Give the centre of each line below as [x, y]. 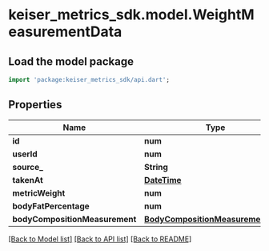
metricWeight [39, 192]
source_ [28, 167]
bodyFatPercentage [51, 206]
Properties [35, 105]
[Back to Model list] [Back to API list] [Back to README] [100, 239]
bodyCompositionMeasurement [74, 219]
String [156, 167]
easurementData [65, 32]
